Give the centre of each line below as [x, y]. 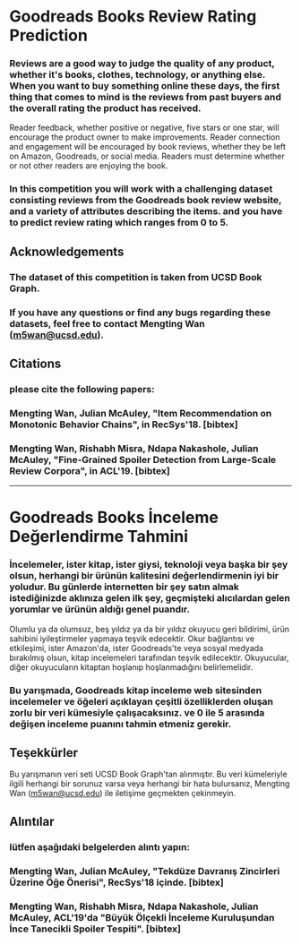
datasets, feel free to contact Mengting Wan [107, 323]
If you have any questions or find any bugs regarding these [140, 313]
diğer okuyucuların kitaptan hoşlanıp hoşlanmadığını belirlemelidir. [131, 667]
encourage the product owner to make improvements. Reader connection [145, 137]
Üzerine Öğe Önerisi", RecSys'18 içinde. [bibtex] [116, 882]
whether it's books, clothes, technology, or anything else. [138, 75]
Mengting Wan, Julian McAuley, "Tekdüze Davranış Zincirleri [145, 871]
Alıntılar [32, 821]
